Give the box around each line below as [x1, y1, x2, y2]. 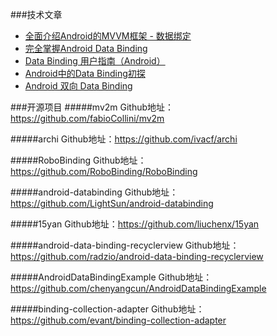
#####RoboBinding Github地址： [10, 154, 147, 166]
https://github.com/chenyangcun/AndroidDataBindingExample [10, 283, 267, 294]
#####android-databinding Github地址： [10, 186, 179, 198]
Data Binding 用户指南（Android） [24, 55, 166, 67]
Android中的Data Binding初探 [24, 68, 146, 79]
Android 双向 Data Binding [24, 80, 133, 92]
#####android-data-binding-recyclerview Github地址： [10, 239, 240, 251]
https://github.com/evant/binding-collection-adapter [10, 314, 227, 326]
